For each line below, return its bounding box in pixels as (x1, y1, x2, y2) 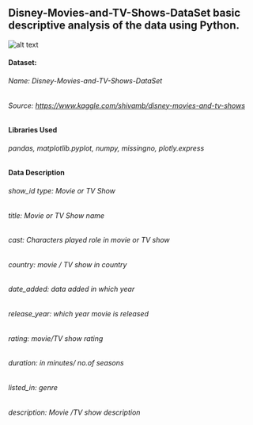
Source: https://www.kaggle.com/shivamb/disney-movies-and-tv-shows (8, 101, 246, 110)
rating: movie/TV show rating (8, 333, 104, 343)
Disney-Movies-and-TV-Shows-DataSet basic (8, 6, 241, 20)
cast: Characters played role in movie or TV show (8, 235, 170, 245)
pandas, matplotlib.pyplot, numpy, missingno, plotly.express (8, 143, 205, 153)
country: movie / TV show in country (8, 259, 127, 269)
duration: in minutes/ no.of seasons (8, 358, 124, 368)
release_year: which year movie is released (8, 309, 149, 319)
